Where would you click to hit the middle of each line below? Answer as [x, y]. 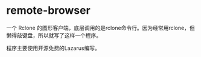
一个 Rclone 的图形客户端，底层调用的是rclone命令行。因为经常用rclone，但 [101, 28]
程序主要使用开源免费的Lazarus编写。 [53, 48]
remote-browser [48, 10]
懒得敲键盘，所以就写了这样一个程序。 [54, 35]
